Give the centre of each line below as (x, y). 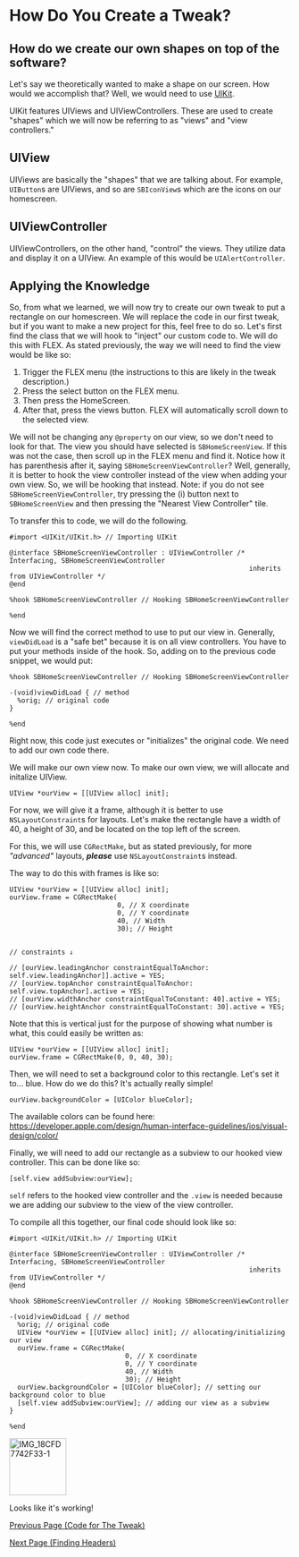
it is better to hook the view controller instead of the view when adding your (148, 475)
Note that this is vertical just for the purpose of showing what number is (141, 1024)
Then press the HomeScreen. (76, 401)
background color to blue (57, 1395)
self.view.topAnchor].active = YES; (77, 991)
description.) (46, 382)
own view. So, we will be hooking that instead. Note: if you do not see (137, 485)
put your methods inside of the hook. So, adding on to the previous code (143, 651)
